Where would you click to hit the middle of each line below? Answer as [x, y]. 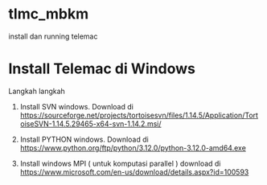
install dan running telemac [53, 36]
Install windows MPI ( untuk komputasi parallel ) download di [120, 163]
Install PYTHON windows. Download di [84, 139]
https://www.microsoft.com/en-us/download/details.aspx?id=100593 [134, 172]
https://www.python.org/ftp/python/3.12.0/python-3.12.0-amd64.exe [133, 148]
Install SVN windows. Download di [77, 106]
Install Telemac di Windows [102, 69]
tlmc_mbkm [49, 14]
